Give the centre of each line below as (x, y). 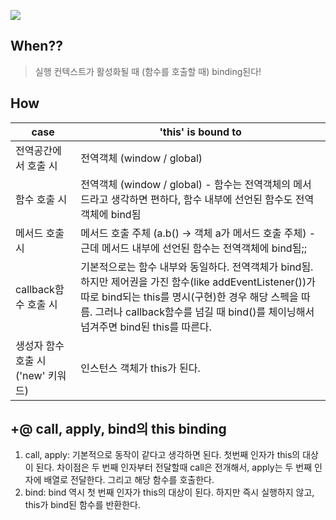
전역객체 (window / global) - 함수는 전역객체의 (186, 184)
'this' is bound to (200, 132)
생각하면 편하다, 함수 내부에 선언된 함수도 (201, 199)
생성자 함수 (40, 345)
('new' (30, 375)
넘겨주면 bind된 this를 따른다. (146, 327)
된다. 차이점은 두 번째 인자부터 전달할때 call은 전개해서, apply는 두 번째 (174, 467)
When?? (36, 46)
